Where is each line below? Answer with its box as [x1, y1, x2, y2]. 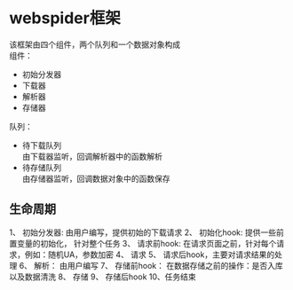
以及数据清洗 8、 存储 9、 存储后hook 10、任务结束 [9, 271, 197, 282]
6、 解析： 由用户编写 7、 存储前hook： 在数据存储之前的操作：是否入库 [19, 260, 283, 270]
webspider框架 [9, 8, 122, 28]
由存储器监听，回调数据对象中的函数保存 [21, 173, 170, 184]
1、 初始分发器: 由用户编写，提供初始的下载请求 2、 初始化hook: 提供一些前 [9, 227, 284, 238]
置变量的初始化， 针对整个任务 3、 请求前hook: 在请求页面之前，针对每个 [9, 238, 277, 248]
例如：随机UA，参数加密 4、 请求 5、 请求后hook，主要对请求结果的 [24, 249, 275, 260]
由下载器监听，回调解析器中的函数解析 [21, 151, 162, 161]
